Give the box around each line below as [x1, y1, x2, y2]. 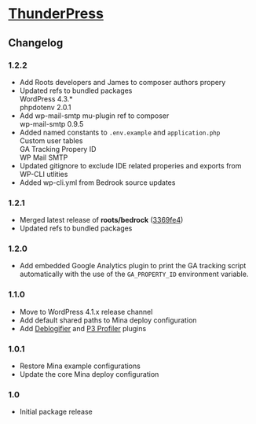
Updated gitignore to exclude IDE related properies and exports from [19, 160, 242, 170]
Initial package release [19, 407, 93, 417]
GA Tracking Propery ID [19, 144, 97, 153]
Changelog [8, 36, 64, 50]
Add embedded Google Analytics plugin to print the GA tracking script [19, 261, 247, 271]
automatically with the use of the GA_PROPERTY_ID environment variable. [19, 269, 249, 279]
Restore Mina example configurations [19, 361, 141, 371]
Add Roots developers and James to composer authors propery [19, 77, 226, 87]
